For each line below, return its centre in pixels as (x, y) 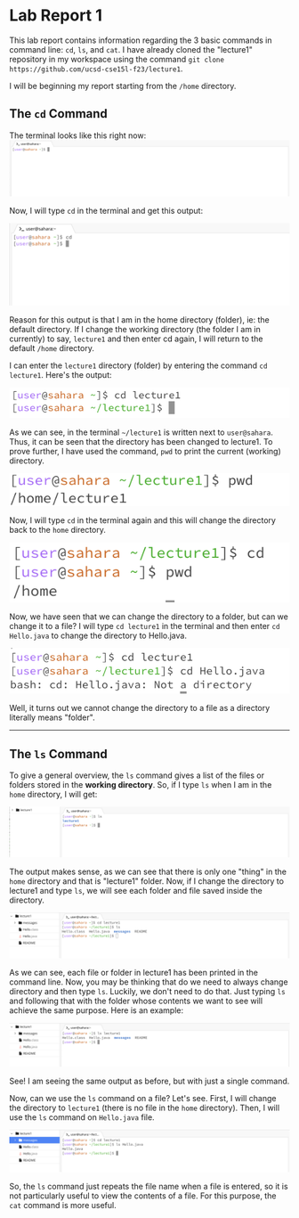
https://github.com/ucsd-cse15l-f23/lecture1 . (96, 69)
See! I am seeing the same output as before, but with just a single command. (149, 1081)
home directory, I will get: (53, 795)
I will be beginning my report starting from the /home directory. (123, 86)
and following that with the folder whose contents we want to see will (136, 1001)
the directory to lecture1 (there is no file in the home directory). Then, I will (145, 1108)
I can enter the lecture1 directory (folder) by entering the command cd (138, 365)
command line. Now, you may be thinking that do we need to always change (149, 982)
